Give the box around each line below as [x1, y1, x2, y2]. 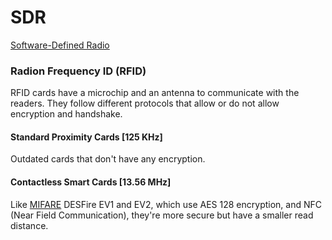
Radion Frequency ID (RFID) [10, 64, 147, 78]
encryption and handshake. [10, 108, 123, 120]
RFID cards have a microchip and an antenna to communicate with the [10, 87, 300, 99]
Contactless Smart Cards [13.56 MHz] [10, 176, 172, 188]
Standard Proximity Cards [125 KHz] [10, 131, 163, 143]
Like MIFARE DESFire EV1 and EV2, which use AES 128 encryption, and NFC [10, 198, 323, 210]
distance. [10, 219, 49, 231]
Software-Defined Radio [10, 39, 110, 51]
